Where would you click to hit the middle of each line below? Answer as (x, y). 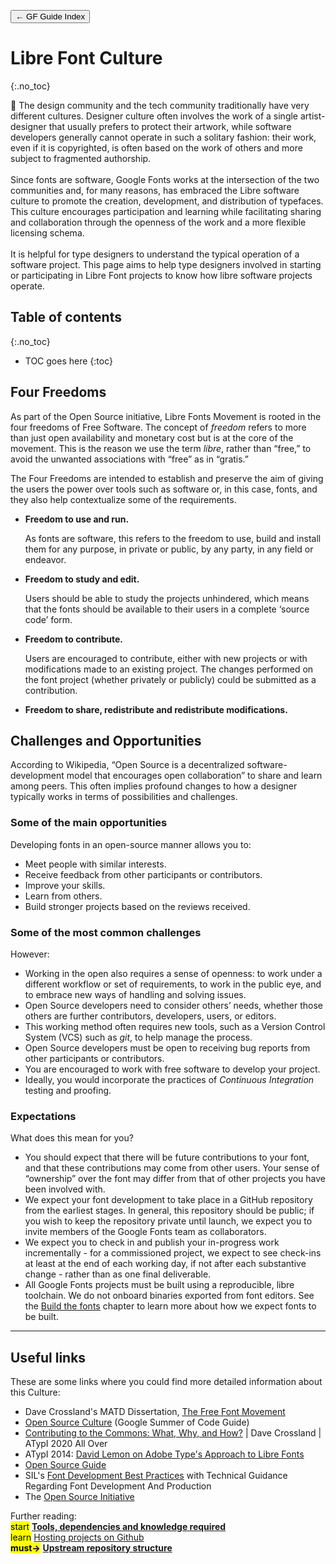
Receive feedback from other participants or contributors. (143, 874)
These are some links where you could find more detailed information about (166, 1382)
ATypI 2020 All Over (66, 1444)
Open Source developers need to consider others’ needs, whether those (173, 1005)
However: (30, 954)
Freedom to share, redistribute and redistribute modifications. (156, 709)
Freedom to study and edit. (82, 579)
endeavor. (45, 559)
